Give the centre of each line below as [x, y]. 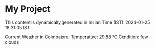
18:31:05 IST [17, 27]
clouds [12, 42]
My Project [28, 9]
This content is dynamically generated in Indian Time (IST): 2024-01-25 [77, 22]
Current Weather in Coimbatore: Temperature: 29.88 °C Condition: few [77, 37]
